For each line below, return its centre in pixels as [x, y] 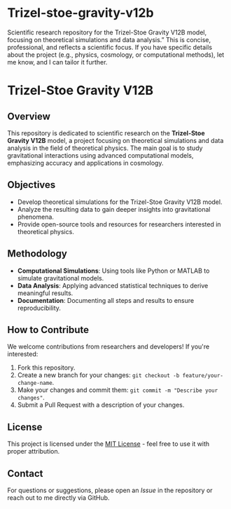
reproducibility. [39, 308]
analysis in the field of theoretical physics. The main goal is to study [105, 148]
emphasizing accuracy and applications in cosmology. [85, 163]
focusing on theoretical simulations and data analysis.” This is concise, [109, 39]
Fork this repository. [46, 368]
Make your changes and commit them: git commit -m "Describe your [118, 390]
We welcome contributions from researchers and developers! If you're [108, 347]
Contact [25, 474]
